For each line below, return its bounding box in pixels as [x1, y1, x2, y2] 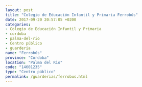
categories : [5, 21, 31, 27]
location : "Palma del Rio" [5, 60, 63, 65]
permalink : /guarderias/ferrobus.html [5, 74, 88, 79]
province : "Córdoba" [5, 55, 50, 60]
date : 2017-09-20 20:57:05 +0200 [5, 17, 77, 22]
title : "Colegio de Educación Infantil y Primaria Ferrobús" [5, 12, 138, 17]
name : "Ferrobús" [5, 50, 42, 55]
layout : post [5, 7, 33, 13]
